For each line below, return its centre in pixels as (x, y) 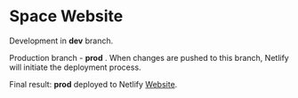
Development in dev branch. (61, 41)
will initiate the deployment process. (75, 67)
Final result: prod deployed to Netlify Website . (93, 84)
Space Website (66, 16)
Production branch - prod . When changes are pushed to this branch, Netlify (149, 57)
